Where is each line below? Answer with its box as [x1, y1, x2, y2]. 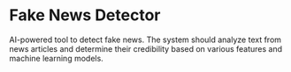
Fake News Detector [9, 5, 161, 25]
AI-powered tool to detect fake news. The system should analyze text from [9, 34, 281, 45]
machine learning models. [9, 53, 103, 63]
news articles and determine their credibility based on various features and [9, 43, 283, 54]
